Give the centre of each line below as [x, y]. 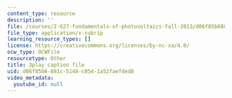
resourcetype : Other [37, 59]
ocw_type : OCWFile [33, 52]
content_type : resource [41, 13]
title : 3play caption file [46, 65]
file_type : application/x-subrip [55, 33]
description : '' [30, 20]
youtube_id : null [38, 84]
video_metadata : [30, 78]
